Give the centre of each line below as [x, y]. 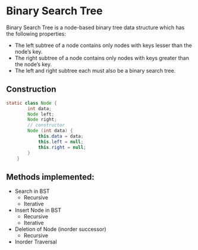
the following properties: [36, 33]
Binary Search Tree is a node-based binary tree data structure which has [95, 27]
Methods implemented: [51, 177]
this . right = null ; [62, 147]
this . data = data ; [61, 136]
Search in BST [32, 191]
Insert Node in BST [38, 210]
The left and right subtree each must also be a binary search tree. [95, 70]
